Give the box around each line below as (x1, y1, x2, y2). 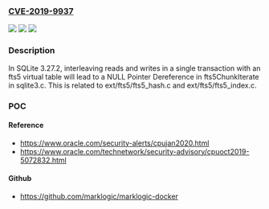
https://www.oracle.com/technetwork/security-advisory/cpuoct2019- (19, 146, 250, 156)
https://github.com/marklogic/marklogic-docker (19, 191, 179, 201)
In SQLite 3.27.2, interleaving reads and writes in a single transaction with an (8, 63, 261, 73)
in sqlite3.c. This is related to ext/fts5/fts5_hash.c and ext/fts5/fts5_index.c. (8, 80, 257, 90)
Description (8, 45, 55, 56)
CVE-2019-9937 (8, 6, 74, 17)
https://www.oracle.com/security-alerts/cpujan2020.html (19, 138, 210, 148)
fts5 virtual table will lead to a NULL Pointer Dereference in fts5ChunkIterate (8, 72, 259, 81)
